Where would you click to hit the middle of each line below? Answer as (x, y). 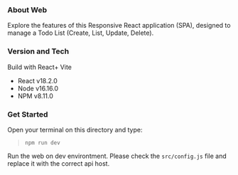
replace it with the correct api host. (59, 163)
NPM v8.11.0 (35, 96)
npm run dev (42, 143)
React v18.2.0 (38, 80)
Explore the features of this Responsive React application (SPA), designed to (119, 26)
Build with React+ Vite (40, 67)
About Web (27, 10)
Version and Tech (38, 51)
